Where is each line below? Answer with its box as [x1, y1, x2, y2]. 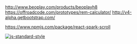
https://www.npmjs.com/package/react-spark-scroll [5, 24, 110, 30]
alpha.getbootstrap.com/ [5, 15, 55, 20]
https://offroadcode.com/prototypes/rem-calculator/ [5, 9, 111, 15]
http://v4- [112, 9, 132, 15]
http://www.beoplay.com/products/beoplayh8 [5, 4, 98, 10]
